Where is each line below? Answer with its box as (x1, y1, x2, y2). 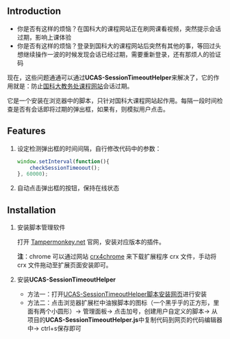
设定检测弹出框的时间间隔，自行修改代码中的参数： (16, 144, 162, 153)
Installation (7, 204, 56, 216)
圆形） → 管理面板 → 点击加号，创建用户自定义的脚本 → (57, 307, 210, 316)
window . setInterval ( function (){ (16, 158, 110, 165)
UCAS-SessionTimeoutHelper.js (45, 316, 139, 324)
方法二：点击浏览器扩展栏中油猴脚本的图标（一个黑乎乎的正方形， (27, 299, 214, 307)
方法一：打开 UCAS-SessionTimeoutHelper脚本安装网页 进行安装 (27, 290, 207, 299)
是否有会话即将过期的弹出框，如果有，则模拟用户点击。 (12, 105, 169, 113)
